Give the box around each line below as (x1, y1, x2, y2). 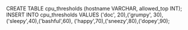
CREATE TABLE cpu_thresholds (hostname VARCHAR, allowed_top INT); (6, 5, 183, 12)
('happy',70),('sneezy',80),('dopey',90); (74, 18, 170, 24)
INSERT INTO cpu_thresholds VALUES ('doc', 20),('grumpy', (6, 11, 152, 18)
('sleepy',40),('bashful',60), (6, 18, 73, 24)
